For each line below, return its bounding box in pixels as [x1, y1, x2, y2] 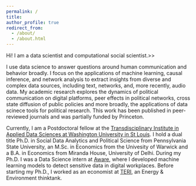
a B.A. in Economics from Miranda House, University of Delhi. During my [6, 150, 181, 156]
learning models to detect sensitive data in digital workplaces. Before [6, 162, 174, 169]
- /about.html [11, 36, 46, 42]
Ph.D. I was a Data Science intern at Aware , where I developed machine [6, 156, 180, 163]
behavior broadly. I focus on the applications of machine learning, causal [6, 70, 182, 76]
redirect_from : [6, 25, 44, 31]
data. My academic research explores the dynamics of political [6, 89, 159, 95]
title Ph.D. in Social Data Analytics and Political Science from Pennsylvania [6, 137, 187, 144]
